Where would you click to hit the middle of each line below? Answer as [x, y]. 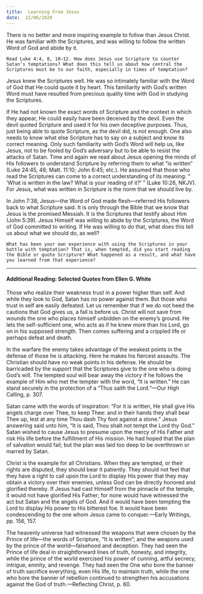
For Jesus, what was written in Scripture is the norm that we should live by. [100, 189]
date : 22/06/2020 [29, 18]
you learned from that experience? [51, 260]
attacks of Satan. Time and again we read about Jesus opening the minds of [101, 157]
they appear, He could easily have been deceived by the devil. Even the [95, 118]
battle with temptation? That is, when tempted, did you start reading [98, 249]
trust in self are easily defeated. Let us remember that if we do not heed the [100, 305]
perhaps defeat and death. [39, 338]
